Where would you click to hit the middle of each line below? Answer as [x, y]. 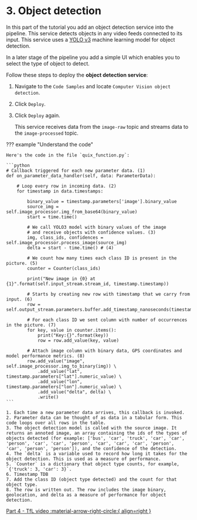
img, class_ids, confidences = [65, 237]
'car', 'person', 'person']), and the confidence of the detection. [91, 448]
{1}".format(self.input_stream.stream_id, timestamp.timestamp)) [87, 284]
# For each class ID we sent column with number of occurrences [107, 320]
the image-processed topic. [46, 133]
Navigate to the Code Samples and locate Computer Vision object [93, 86]
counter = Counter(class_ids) [64, 268]
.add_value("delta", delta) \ [74, 392]
